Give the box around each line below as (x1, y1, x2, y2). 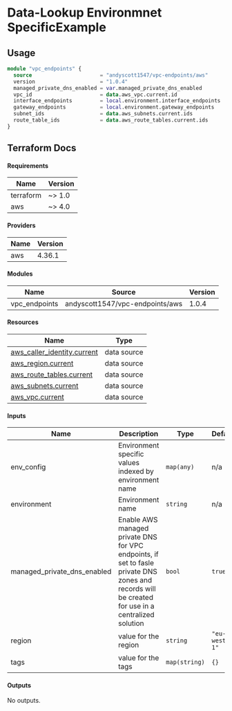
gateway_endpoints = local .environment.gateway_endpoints (13, 104, 215, 111)
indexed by (118, 466, 154, 476)
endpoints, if (118, 549, 159, 559)
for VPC (118, 541, 144, 551)
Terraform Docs (7, 142, 77, 154)
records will (118, 584, 157, 594)
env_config (10, 462, 46, 472)
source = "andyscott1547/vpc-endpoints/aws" (13, 71, 209, 79)
